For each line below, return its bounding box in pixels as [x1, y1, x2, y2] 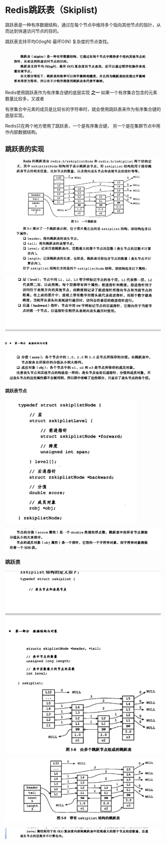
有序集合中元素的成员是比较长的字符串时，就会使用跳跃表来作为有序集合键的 [5, 106, 161, 112]
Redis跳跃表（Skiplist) [5, 4, 98, 16]
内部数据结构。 [9, 129, 40, 135]
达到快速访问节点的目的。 [9, 28, 62, 34]
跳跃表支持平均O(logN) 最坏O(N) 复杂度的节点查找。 [5, 38, 112, 44]
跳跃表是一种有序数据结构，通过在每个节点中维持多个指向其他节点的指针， [5, 22, 157, 28]
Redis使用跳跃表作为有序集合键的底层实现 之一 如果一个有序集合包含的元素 [5, 89, 158, 95]
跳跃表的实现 [5, 145, 44, 153]
